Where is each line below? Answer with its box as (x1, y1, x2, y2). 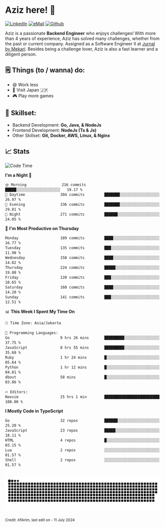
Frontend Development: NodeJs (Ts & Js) (12, 127, 97, 133)
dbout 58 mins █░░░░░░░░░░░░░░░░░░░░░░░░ (5, 375, 160, 380)
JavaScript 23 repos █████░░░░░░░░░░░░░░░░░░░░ (5, 428, 160, 433)
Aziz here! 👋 (5, 4, 56, 16)
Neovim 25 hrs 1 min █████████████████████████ (5, 395, 160, 399)
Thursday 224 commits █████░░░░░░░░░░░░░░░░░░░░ (5, 265, 160, 270)
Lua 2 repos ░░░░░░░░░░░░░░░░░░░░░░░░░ (5, 448, 160, 453)
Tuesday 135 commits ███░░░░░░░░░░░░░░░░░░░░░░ (5, 246, 160, 251)
